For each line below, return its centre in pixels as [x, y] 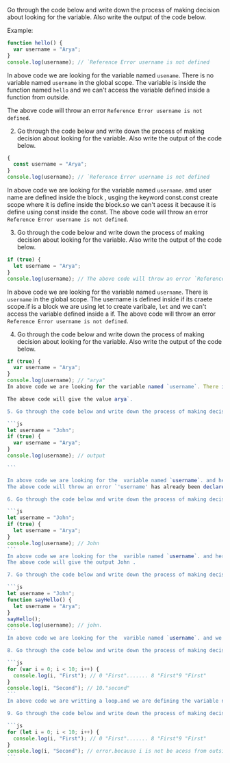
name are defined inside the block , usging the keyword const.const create [113, 197]
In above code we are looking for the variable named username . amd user [110, 190]
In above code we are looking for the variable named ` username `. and [111, 480]
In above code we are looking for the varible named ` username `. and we [115, 638]
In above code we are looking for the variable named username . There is [108, 292]
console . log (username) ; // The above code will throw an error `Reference [116, 279]
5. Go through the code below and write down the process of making [107, 411]
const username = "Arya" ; [50, 164]
